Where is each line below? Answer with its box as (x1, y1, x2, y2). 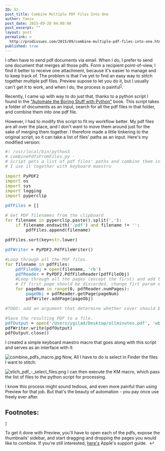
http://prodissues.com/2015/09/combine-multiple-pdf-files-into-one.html (9, 39, 164, 44)
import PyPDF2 (5, 174, 39, 179)
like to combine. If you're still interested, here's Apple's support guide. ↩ (5, 440, 155, 446)
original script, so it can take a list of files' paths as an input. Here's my (5, 134, 148, 140)
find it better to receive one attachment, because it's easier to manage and (5, 67, 156, 74)
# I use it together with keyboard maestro (5, 164, 111, 169)
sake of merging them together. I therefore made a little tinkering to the (5, 129, 149, 135)
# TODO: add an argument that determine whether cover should (5, 306, 156, 311)
